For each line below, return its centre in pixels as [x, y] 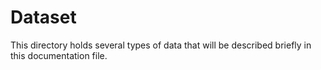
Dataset [43, 17]
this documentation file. [59, 55]
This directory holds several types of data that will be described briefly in [161, 45]
